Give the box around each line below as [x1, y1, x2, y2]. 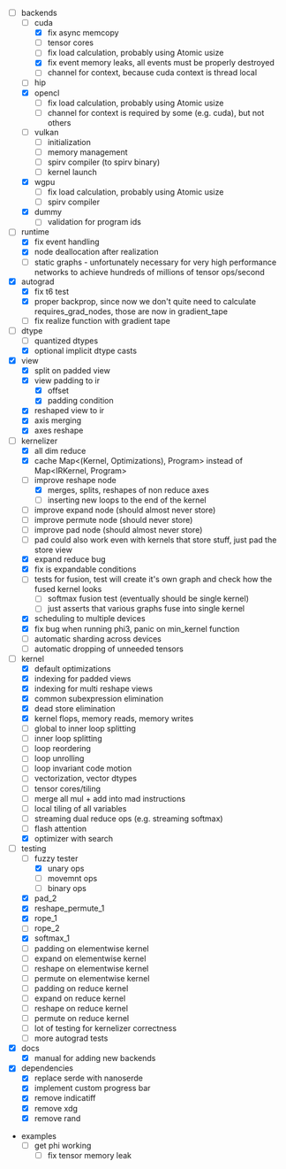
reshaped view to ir [34, 405, 105, 416]
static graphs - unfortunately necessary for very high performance [34, 257, 277, 267]
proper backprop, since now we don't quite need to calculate [34, 296, 257, 306]
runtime [20, 227, 49, 237]
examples [20, 1130, 56, 1141]
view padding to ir [34, 375, 101, 386]
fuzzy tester [34, 853, 79, 864]
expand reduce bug [34, 554, 107, 565]
